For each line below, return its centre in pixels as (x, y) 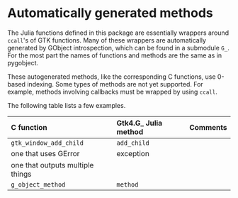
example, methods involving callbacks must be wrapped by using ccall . (112, 92)
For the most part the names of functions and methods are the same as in (115, 55)
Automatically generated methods (110, 13)
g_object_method (38, 185)
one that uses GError (45, 153)
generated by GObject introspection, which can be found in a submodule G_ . (119, 48)
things (21, 174)
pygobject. (23, 62)
